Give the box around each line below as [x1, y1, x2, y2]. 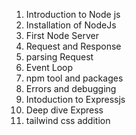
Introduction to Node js [25, 9, 121, 20]
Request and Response [25, 40, 122, 52]
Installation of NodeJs [25, 19, 117, 31]
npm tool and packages [25, 72, 124, 84]
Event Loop [25, 62, 74, 73]
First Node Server [25, 30, 99, 41]
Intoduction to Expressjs [25, 94, 126, 105]
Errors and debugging [25, 83, 117, 94]
